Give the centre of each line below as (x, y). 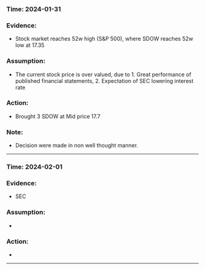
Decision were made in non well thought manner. (77, 146)
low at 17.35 (30, 45)
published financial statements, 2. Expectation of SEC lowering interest (104, 80)
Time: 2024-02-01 (34, 167)
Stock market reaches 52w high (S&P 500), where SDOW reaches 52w (104, 39)
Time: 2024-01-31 (34, 9)
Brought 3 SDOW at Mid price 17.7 (58, 116)
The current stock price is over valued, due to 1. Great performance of (103, 74)
